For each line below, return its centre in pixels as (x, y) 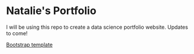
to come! (17, 33)
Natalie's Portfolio (51, 11)
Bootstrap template (30, 45)
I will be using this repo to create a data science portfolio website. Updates (97, 27)
